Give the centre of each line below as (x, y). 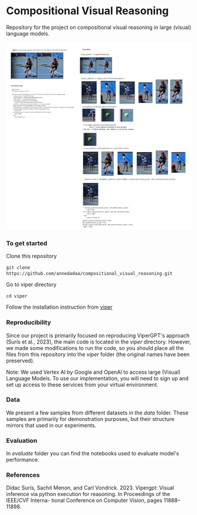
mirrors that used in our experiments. (51, 425)
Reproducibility (29, 322)
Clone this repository (32, 256)
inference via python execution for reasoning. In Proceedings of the (88, 494)
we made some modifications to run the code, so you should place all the (95, 348)
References (23, 475)
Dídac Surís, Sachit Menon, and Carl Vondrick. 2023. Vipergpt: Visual (90, 488)
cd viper (17, 296)
